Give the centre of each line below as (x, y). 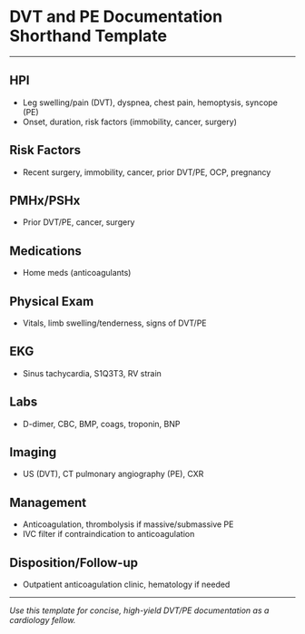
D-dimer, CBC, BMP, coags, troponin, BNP (101, 424)
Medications (45, 251)
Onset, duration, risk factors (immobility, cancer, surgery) (130, 122)
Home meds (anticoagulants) (77, 273)
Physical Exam (52, 301)
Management (48, 502)
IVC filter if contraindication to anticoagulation (108, 534)
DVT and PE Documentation (116, 17)
